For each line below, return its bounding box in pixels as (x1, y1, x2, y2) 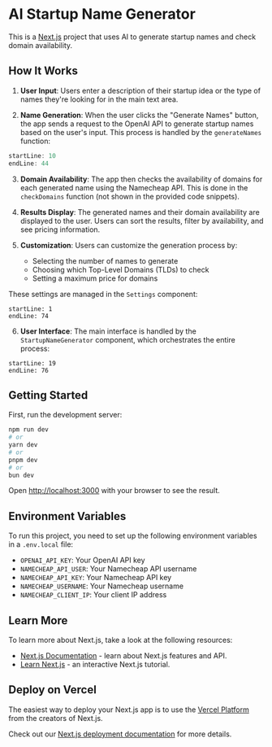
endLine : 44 (8, 159, 49, 168)
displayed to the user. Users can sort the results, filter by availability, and (19, 216, 264, 225)
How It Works (8, 64, 79, 78)
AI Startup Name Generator (8, 5, 196, 24)
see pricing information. (19, 225, 101, 234)
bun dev (8, 471, 35, 479)
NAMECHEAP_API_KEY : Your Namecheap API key (19, 573, 172, 583)
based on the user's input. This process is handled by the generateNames (19, 127, 262, 137)
